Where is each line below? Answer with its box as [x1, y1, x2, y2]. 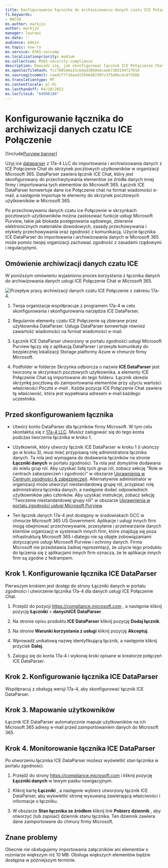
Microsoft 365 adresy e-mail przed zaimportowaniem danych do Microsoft [5, 724, 158, 730]
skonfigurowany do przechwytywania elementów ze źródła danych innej [5, 177, 154, 183]
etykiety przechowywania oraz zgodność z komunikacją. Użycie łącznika [5, 229, 156, 235]
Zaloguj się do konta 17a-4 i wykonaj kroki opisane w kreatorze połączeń [12, 652, 162, 658]
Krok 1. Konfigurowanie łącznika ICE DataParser [5, 570, 157, 578]
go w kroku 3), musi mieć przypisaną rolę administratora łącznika [12, 449, 147, 455]
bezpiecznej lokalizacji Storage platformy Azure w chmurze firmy [12, 349, 147, 355]
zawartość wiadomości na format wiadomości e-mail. [12, 328, 123, 334]
